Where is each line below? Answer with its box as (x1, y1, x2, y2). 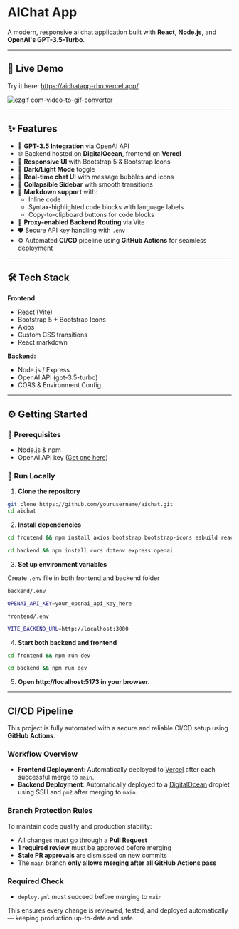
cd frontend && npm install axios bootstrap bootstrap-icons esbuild (7, 535, 218, 542)
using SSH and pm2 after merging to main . (17, 788, 138, 797)
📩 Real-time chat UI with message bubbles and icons (17, 172, 174, 181)
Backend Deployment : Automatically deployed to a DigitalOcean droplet (17, 780, 230, 789)
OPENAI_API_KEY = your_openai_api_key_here (7, 599, 132, 607)
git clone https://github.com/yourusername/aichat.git (7, 501, 174, 508)
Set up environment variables (17, 560, 107, 568)
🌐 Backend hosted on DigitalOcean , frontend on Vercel (17, 149, 181, 157)
